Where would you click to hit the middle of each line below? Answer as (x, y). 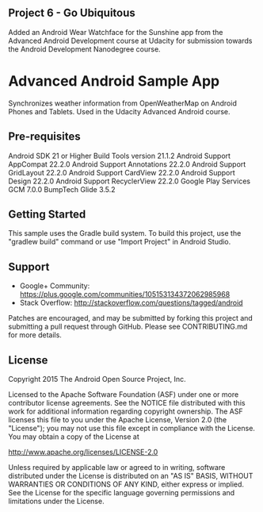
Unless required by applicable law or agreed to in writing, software (117, 467)
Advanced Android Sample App (114, 81)
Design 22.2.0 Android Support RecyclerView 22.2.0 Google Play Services (130, 181)
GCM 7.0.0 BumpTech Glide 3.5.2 (62, 189)
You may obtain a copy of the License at (74, 437)
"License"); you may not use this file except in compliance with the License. (132, 428)
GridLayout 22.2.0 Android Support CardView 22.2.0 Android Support (122, 172)
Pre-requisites (44, 137)
